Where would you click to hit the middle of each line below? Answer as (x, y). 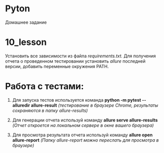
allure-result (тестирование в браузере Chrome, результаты (95, 105)
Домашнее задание (26, 22)
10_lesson (26, 42)
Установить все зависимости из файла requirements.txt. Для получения (81, 56)
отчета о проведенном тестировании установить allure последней (75, 61)
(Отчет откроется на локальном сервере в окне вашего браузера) (83, 125)
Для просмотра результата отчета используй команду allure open (82, 135)
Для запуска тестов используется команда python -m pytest (77, 100)
